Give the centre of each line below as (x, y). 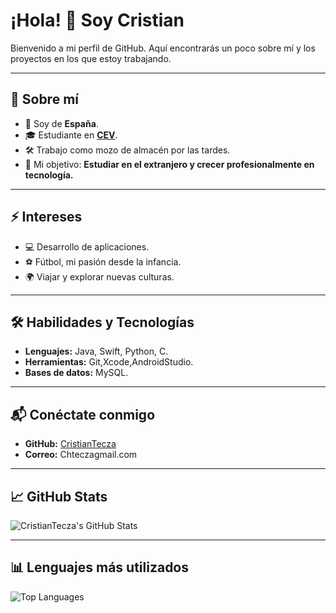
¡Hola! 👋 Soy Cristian (97, 20)
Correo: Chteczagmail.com (81, 455)
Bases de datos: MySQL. (76, 373)
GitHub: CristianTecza (70, 444)
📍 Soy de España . (61, 123)
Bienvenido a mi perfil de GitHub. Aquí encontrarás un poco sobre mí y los (163, 48)
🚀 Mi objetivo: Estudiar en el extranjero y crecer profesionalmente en (169, 164)
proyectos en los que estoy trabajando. (91, 58)
